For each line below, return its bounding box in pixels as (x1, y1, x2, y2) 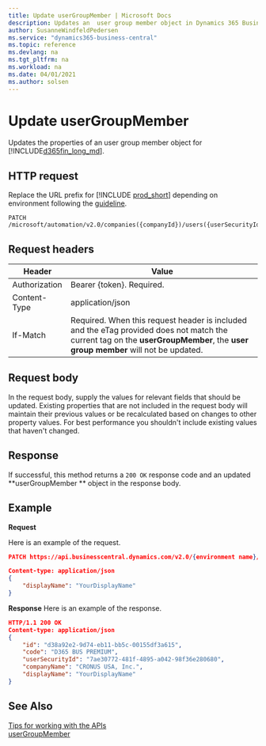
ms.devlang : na (8, 48, 59, 56)
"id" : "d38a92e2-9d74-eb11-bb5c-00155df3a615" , (22, 641, 182, 649)
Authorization (12, 279, 63, 290)
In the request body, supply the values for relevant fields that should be (8, 392, 241, 402)
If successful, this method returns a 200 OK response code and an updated (8, 470, 251, 479)
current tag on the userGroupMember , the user (70, 335, 249, 346)
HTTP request (8, 169, 79, 183)
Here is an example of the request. (8, 537, 121, 547)
